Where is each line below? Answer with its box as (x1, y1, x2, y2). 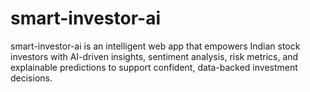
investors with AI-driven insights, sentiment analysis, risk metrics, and (10, 50, 299, 62)
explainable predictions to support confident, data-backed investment (10, 61, 298, 73)
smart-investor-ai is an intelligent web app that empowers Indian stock (10, 40, 301, 52)
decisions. (10, 72, 53, 84)
